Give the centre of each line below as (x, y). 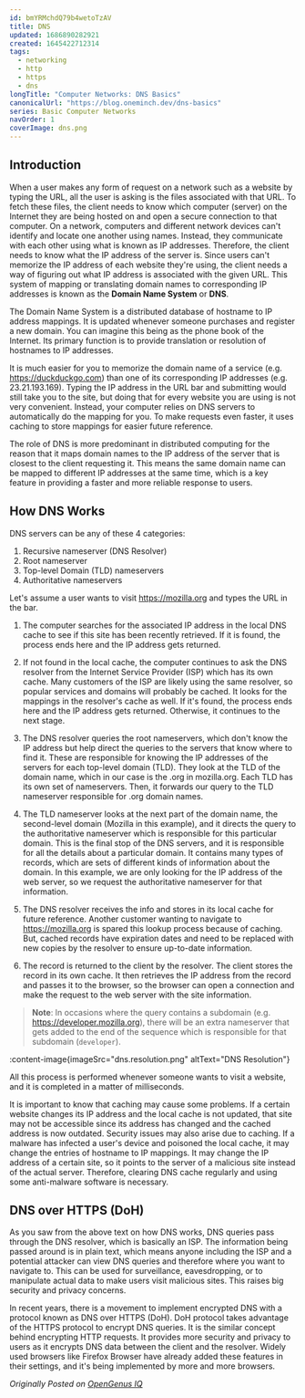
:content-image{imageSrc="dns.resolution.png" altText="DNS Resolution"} (150, 1059)
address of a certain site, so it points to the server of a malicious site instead (152, 1162)
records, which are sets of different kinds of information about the (146, 862)
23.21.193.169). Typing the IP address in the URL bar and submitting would (148, 387)
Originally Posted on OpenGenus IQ (76, 1384)
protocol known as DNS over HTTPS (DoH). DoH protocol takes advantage (149, 1318)
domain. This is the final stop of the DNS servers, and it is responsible (153, 843)
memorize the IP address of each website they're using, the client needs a (149, 265)
